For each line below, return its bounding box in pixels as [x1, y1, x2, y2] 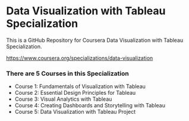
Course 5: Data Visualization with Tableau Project [14, 108, 136, 116]
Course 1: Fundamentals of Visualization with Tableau [14, 83, 146, 90]
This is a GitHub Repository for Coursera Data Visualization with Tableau [6, 36, 184, 44]
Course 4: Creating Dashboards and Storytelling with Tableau [14, 102, 165, 109]
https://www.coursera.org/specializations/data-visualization [6, 54, 153, 61]
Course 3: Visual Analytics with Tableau [14, 95, 112, 103]
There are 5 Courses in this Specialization [6, 69, 129, 77]
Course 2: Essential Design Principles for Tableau [14, 89, 136, 97]
